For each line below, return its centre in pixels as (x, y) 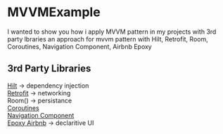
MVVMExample (54, 12)
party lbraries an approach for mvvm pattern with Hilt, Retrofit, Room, (108, 39)
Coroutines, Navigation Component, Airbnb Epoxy (80, 46)
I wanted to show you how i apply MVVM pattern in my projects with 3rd (112, 32)
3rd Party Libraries (49, 68)
